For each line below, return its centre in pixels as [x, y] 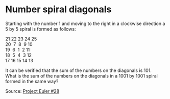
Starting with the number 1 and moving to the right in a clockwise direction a [85, 23]
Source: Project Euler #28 [32, 91]
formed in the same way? [32, 81]
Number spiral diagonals [58, 9]
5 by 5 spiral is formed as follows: [41, 29]
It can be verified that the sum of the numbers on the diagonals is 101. [79, 70]
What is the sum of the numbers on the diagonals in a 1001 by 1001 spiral [82, 76]
